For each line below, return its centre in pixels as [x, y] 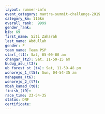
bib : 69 [13, 32]
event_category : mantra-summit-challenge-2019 [53, 14]
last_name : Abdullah [26, 41]
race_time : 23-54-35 [26, 95]
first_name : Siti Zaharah [31, 37]
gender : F [15, 46]
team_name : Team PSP [26, 50]
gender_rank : [18, 28]
